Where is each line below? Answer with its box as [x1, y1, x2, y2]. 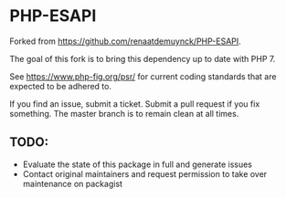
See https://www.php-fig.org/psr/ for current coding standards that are [9, 70, 277, 82]
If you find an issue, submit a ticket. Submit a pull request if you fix [9, 98, 260, 109]
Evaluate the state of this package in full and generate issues [22, 159, 253, 170]
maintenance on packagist [22, 178, 123, 189]
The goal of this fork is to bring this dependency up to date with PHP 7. [9, 53, 276, 64]
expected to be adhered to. [9, 80, 112, 91]
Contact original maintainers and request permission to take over [22, 168, 268, 179]
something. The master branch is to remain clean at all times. [9, 108, 239, 119]
